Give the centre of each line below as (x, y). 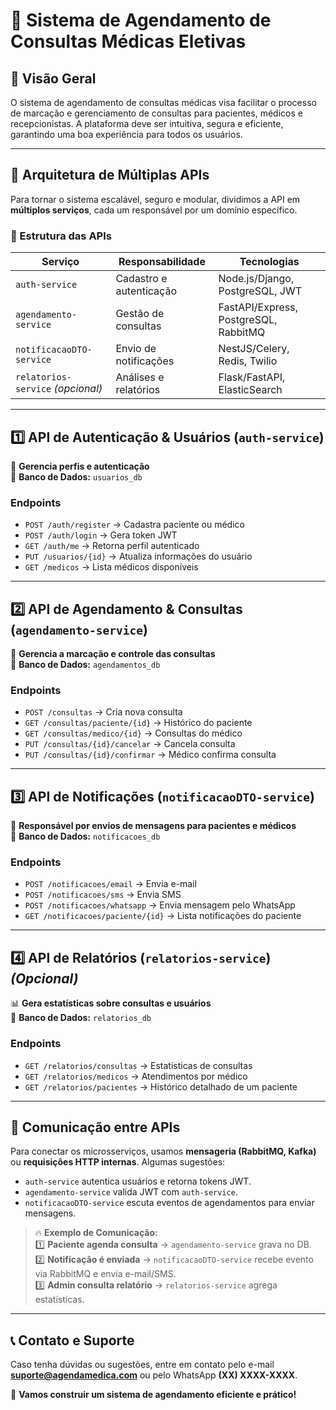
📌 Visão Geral (53, 78)
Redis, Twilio (248, 361)
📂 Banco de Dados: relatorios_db (81, 1018)
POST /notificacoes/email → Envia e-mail (110, 884)
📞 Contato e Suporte (72, 1340)
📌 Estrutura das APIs (61, 236)
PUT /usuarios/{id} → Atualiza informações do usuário (138, 556)
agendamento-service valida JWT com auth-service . (131, 1192)
